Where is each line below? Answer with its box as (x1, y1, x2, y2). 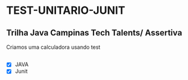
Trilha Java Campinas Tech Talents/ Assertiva (6, 28, 183, 38)
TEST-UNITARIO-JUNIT (6, 4, 125, 17)
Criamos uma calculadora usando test (6, 43, 101, 51)
